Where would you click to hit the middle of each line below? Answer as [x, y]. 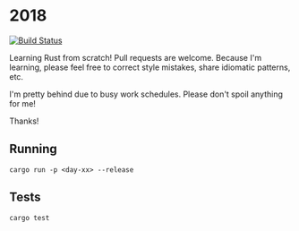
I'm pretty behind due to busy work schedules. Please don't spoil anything [146, 94]
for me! [22, 103]
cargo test [30, 218]
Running [34, 149]
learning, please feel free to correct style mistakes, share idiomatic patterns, [150, 67]
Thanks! [24, 121]
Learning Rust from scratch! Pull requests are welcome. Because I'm [136, 57]
